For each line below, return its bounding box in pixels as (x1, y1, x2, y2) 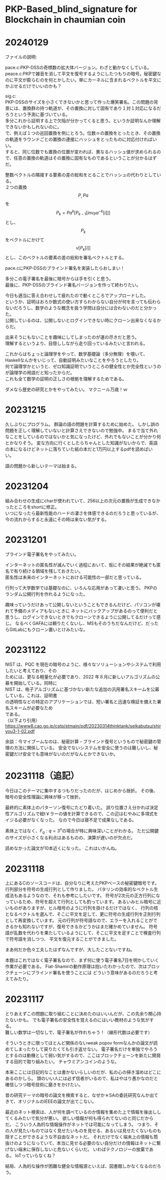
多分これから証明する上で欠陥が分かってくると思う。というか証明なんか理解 (5, 118, 161, 124)
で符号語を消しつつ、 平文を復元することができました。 (5, 936, 119, 942)
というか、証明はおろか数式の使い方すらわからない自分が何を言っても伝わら (5, 299, 161, 305)
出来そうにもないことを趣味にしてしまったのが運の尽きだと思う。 (5, 334, 140, 340)
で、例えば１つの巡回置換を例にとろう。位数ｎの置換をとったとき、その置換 (5, 130, 161, 136)
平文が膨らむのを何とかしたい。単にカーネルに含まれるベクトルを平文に (13, 77, 162, 83)
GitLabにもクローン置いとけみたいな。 (9, 626, 88, 633)
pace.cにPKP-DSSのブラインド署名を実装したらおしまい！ (5, 265, 125, 271)
